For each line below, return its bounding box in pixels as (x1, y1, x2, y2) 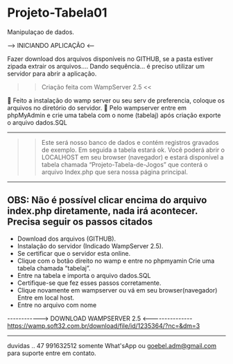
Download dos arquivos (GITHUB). (17, 234, 116, 243)
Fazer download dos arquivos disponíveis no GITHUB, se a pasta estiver (7, 54, 214, 63)
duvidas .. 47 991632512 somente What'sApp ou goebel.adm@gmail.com (7, 341, 217, 349)
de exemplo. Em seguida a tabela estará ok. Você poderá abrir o (41, 146, 225, 154)
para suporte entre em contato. (7, 349, 96, 357)
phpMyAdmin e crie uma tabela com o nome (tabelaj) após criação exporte (7, 111, 221, 119)
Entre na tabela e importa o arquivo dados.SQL (17, 271, 151, 279)
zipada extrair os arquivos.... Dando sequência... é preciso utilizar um (7, 62, 205, 70)
